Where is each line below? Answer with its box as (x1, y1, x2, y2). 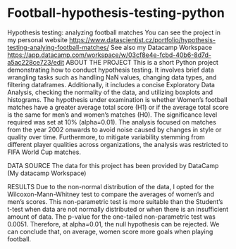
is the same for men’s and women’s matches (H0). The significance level (7, 110, 218, 119)
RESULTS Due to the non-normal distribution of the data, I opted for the (7, 182, 215, 191)
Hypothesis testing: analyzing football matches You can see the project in (7, 28, 221, 37)
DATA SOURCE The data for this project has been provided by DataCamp (7, 161, 219, 170)
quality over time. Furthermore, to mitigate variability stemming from (7, 132, 206, 141)
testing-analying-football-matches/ (7, 43, 109, 51)
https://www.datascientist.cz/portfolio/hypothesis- (69, 35, 216, 44)
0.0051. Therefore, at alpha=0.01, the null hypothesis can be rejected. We (7, 219, 220, 228)
